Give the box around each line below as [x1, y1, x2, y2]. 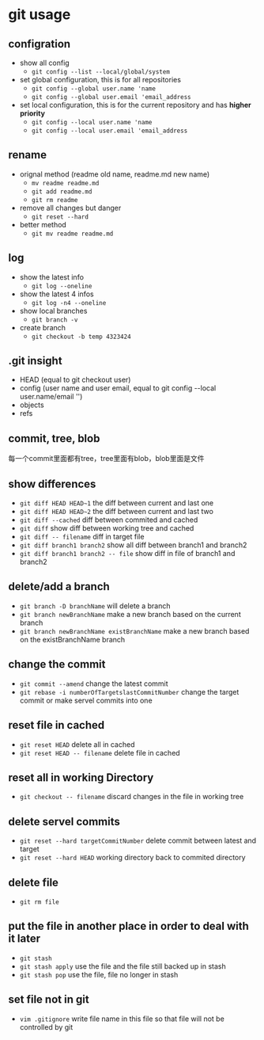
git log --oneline [31, 282, 92, 290]
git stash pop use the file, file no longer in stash [19, 970, 179, 979]
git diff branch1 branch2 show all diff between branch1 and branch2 [19, 540, 247, 550]
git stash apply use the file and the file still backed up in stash [19, 961, 227, 971]
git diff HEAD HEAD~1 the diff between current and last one [19, 498, 214, 508]
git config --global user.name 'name [31, 85, 157, 93]
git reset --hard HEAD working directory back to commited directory [19, 853, 247, 863]
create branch [19, 322, 66, 332]
